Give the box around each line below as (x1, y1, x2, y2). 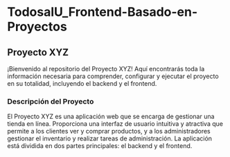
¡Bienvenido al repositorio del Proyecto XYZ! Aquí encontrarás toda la (7, 65, 205, 73)
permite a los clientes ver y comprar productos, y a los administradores (7, 127, 211, 136)
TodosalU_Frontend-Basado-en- (7, 4, 198, 20)
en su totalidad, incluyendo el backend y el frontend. (7, 80, 157, 87)
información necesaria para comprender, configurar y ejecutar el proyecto (7, 72, 220, 80)
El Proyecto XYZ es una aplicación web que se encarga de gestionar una (7, 112, 215, 121)
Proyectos (7, 19, 67, 35)
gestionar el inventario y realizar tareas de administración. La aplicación (7, 134, 213, 142)
